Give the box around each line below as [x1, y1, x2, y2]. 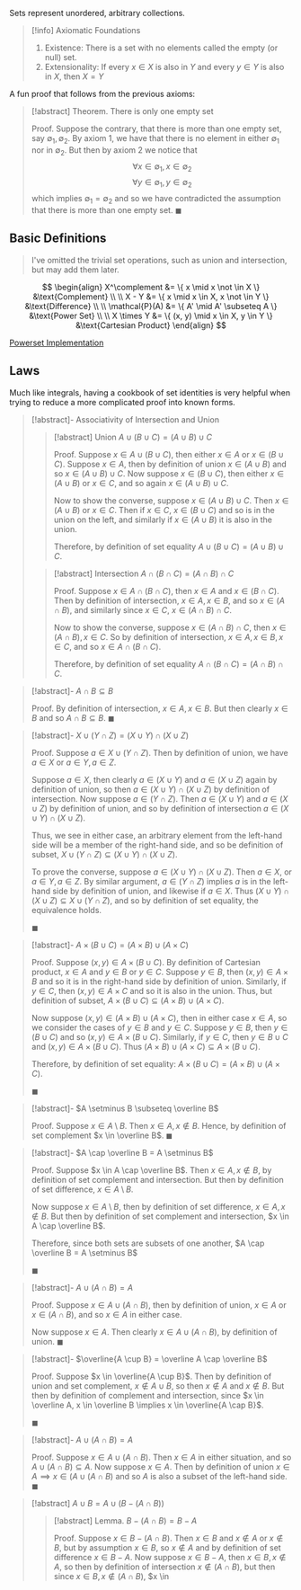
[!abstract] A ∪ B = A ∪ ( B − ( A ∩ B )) [31, 1497, 164, 1508]
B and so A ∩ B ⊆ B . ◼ [31, 712, 115, 723]
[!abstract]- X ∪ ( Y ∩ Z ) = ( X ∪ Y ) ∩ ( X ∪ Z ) [31, 730, 190, 741]
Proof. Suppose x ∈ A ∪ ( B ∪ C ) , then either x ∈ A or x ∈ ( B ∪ [53, 449, 285, 459]
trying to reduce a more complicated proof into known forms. [9, 396, 235, 407]
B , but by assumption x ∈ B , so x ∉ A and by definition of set [53, 1541, 281, 1553]
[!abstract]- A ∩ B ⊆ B [31, 685, 114, 696]
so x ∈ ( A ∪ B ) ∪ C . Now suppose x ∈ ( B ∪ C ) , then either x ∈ [53, 467, 285, 479]
